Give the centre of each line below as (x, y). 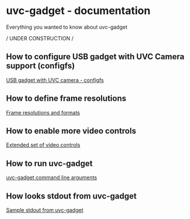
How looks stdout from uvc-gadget (71, 196)
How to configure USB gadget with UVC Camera (95, 57)
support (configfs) (40, 66)
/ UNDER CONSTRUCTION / (40, 38)
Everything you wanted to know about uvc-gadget (67, 27)
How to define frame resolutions (66, 99)
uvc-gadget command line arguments (52, 177)
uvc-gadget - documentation (78, 11)
